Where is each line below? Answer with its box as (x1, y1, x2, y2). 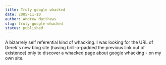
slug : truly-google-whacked (5, 21, 63, 26)
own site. (5, 55, 24, 61)
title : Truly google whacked (5, 7, 65, 12)
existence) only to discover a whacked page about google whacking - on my (5, 50, 162, 56)
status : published (5, 26, 43, 31)
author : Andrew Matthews (5, 16, 56, 21)
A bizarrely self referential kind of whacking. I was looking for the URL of (5, 39, 154, 45)
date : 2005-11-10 (5, 12, 41, 17)
